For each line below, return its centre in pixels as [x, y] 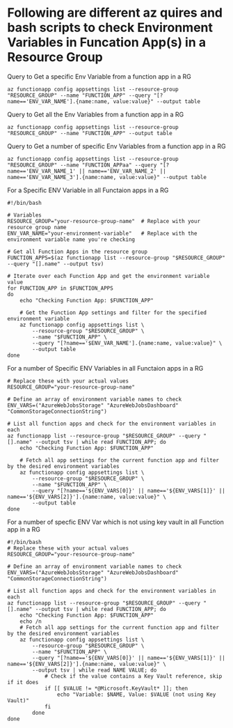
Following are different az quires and [115, 13]
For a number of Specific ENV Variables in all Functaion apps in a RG [105, 368]
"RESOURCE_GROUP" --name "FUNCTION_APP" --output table [90, 133]
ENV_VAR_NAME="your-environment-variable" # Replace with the [102, 233]
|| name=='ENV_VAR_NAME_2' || [123, 171]
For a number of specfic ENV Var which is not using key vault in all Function [115, 522]
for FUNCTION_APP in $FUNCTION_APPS [60, 288]
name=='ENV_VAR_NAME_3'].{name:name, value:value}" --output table [107, 177]
